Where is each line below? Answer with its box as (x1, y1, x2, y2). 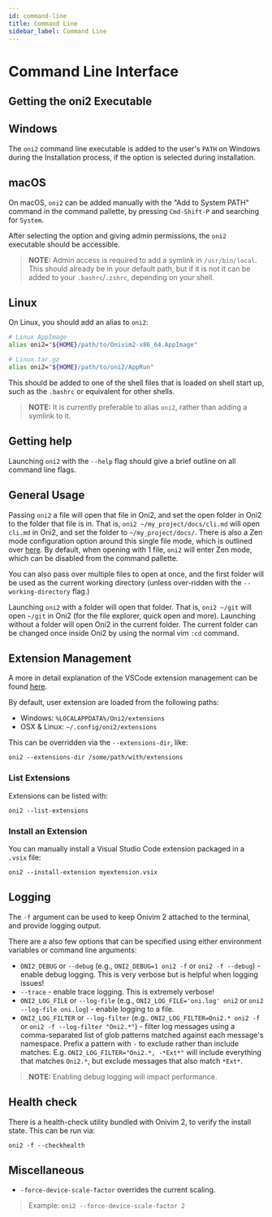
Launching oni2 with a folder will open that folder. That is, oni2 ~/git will (8, 602, 252, 611)
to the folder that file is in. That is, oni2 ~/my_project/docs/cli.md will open (8, 519, 260, 528)
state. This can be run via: (8, 1125, 96, 1136)
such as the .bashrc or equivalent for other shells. (8, 386, 175, 396)
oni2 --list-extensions (8, 807, 89, 815)
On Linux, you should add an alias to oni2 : (8, 317, 149, 327)
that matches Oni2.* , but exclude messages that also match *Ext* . (19, 1056, 244, 1066)
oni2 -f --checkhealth (8, 1141, 85, 1149)
